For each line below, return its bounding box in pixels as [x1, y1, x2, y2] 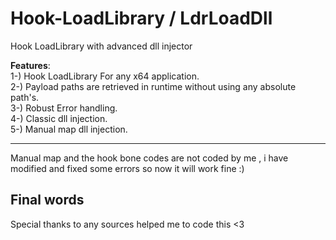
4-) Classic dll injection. [10, 112, 108, 124]
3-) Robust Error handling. [10, 102, 118, 114]
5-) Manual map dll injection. [10, 123, 128, 135]
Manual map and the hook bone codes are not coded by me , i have [10, 152, 289, 164]
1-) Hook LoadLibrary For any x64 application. [10, 70, 200, 82]
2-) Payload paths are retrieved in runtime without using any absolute [10, 80, 297, 92]
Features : [10, 59, 51, 71]
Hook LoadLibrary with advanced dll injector [10, 40, 193, 52]
